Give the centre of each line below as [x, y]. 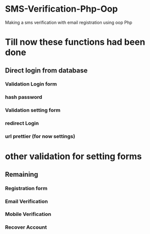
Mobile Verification [28, 214]
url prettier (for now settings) [40, 136]
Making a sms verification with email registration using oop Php [69, 22]
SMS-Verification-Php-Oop [61, 9]
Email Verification [27, 201]
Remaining [22, 174]
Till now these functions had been [75, 42]
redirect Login [22, 124]
